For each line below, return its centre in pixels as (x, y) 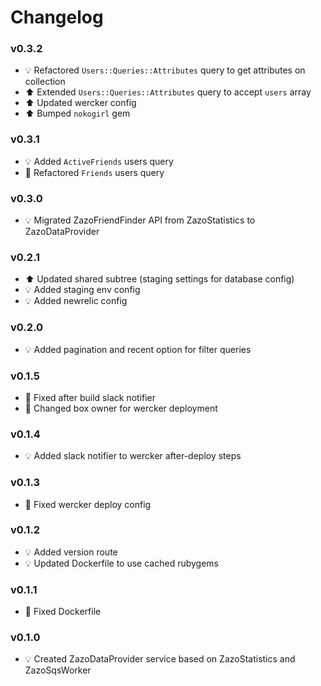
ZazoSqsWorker (58, 670)
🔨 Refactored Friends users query (94, 172)
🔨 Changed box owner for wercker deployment (121, 408)
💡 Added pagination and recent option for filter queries (138, 349)
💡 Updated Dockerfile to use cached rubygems (121, 563)
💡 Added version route (71, 552)
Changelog (57, 17)
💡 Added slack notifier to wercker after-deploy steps (133, 456)
